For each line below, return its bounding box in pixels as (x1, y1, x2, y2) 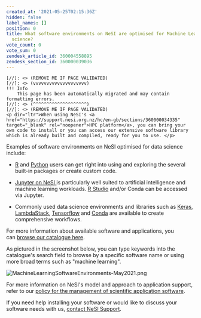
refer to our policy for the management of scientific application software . (6, 287, 185, 294)
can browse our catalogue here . (6, 233, 85, 240)
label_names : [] (6, 20, 47, 26)
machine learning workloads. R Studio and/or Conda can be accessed (14, 185, 188, 192)
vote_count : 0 (6, 42, 42, 48)
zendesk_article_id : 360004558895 (6, 53, 93, 59)
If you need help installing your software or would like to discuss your (6, 299, 178, 306)
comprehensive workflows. (14, 215, 82, 223)
